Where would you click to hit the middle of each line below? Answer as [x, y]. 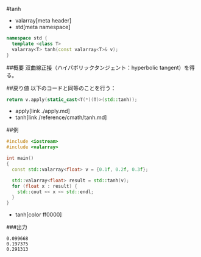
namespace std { [27, 38]
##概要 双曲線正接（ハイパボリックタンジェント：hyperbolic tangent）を [98, 67]
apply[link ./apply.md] [42, 111]
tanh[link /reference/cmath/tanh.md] [61, 117]
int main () [20, 158]
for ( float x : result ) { [45, 186]
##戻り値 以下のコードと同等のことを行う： [61, 88]
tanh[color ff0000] [38, 214]
